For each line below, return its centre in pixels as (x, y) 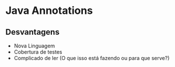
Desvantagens (32, 32)
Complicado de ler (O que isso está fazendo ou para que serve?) (92, 58)
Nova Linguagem (34, 46)
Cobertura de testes (38, 52)
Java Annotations (49, 11)
